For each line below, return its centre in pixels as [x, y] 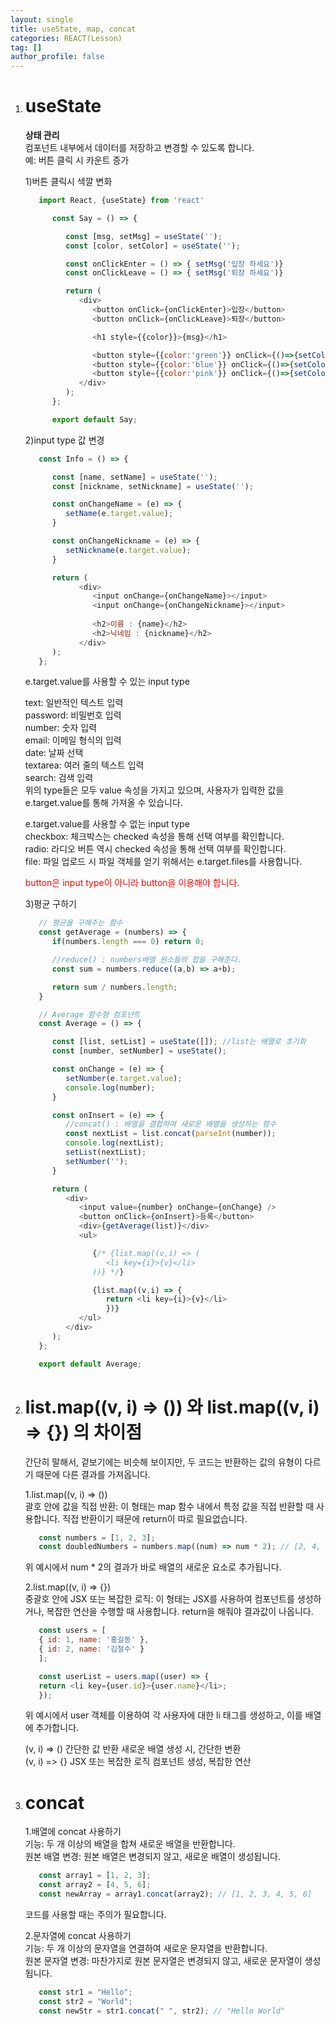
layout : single [42, 19]
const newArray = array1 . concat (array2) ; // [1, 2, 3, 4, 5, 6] [175, 1894]
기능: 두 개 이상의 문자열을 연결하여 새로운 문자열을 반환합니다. [146, 1948]
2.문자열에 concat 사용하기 [78, 1935]
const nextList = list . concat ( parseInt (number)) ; [171, 1134]
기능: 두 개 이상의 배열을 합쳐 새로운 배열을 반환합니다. [130, 1844]
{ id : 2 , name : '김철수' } [91, 1649]
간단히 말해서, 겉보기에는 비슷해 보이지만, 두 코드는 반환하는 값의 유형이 [163, 1462]
